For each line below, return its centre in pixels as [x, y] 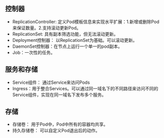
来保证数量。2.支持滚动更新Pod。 [47, 28]
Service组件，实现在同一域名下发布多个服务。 [59, 95]
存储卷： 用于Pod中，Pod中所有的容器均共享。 [60, 124]
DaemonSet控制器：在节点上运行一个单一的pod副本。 [67, 46]
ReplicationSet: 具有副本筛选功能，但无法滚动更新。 [65, 34]
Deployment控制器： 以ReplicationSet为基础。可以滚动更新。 [75, 40]
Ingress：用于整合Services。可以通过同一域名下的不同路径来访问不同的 [85, 88]
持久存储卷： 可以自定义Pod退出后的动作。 [56, 131]
